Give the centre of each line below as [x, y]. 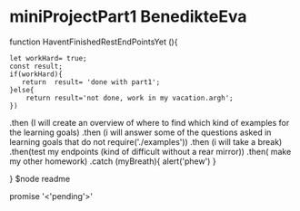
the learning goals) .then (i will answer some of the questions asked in [140, 132]
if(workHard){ [36, 74]
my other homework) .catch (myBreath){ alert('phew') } [113, 161]
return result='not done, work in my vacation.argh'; [130, 98]
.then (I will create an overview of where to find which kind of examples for [150, 122]
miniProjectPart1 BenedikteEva [128, 17]
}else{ [22, 90]
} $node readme [40, 178]
